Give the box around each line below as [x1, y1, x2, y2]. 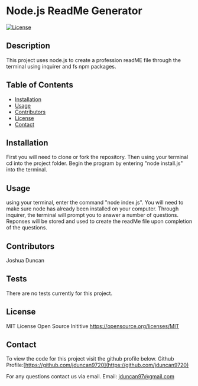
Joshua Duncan [6, 257, 45, 264]
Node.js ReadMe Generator [6, 4, 143, 18]
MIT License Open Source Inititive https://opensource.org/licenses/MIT [6, 322, 180, 329]
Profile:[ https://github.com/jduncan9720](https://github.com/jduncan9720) [6, 362, 189, 369]
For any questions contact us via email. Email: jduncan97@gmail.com [6, 373, 174, 380]
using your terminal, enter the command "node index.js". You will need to [6, 199, 184, 206]
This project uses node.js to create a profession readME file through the [6, 56, 181, 63]
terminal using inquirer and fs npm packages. [6, 63, 116, 70]
